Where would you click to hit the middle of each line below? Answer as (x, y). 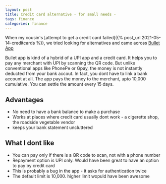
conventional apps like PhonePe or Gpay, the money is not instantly (74, 68)
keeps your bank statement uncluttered (53, 127)
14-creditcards (20, 43)
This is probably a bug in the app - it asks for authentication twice (80, 171)
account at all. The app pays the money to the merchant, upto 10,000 (76, 79)
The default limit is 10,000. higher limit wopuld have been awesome (81, 176)
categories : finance (27, 24)
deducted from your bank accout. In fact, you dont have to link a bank (76, 74)
